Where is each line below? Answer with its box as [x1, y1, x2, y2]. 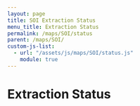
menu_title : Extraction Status [7, 23, 99, 30]
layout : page [7, 10, 46, 18]
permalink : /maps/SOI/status [7, 29, 93, 37]
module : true [20, 56, 58, 63]
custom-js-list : [7, 43, 55, 50]
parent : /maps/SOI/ [7, 37, 65, 44]
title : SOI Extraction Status [7, 17, 96, 24]
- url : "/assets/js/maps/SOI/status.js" [13, 50, 134, 57]
